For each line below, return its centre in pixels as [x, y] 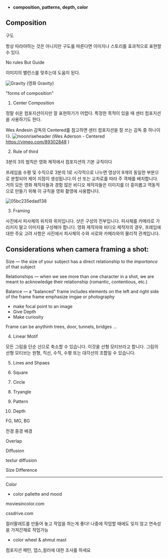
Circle [19, 382]
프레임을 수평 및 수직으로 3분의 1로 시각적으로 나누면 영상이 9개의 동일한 [76, 172]
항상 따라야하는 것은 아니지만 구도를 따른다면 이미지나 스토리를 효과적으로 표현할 [84, 46]
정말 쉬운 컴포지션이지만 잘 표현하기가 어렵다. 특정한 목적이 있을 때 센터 [75, 113]
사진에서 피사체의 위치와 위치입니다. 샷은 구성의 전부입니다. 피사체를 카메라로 [80, 221]
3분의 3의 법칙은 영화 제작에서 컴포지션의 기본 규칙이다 [59, 162]
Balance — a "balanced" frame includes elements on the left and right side [82, 291]
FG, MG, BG [18, 420]
